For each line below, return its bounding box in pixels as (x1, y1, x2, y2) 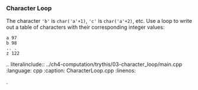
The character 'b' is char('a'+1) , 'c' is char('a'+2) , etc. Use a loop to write (6, 18, 192, 25)
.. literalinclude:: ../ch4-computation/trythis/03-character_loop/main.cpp (6, 61, 183, 68)
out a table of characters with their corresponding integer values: (6, 24, 165, 31)
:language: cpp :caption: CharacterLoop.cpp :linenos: (6, 67, 136, 74)
